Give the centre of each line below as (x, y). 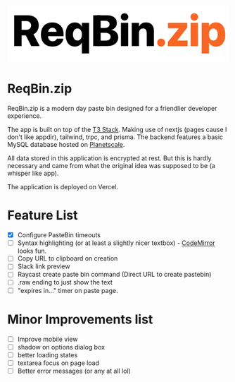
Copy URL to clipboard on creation (68, 258)
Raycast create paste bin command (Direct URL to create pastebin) (114, 275)
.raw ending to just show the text (65, 282)
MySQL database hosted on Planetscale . (66, 145)
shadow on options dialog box (61, 347)
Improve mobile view (47, 339)
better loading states (47, 354)
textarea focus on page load (58, 363)
